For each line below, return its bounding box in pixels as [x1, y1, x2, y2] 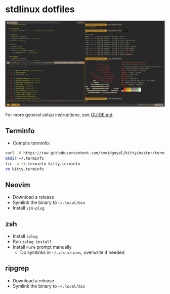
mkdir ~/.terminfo [5, 156, 44, 161]
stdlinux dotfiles [5, 4, 75, 15]
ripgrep [5, 264, 29, 273]
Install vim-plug [12, 205, 45, 211]
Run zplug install [12, 239, 52, 245]
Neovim [5, 181, 30, 189]
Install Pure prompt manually [12, 244, 72, 250]
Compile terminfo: [12, 140, 51, 146]
